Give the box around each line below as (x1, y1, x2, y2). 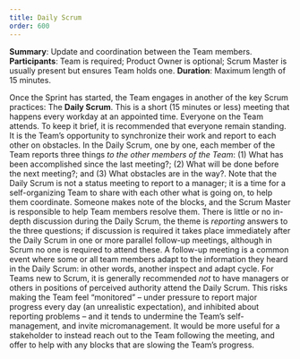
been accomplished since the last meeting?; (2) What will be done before (9, 158, 279, 169)
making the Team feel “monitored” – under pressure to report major (9, 292, 258, 303)
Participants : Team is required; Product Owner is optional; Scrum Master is (9, 56, 287, 66)
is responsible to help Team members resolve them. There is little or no (9, 206, 271, 217)
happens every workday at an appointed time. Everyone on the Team (9, 111, 264, 122)
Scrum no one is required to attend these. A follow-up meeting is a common (9, 244, 289, 255)
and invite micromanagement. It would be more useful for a (62, 320, 280, 331)
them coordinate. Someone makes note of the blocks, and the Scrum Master (9, 196, 291, 207)
